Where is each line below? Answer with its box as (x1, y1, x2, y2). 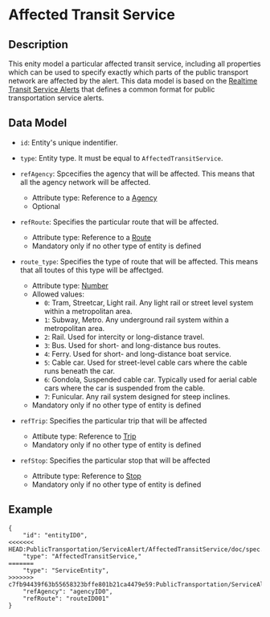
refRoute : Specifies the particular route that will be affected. (19, 217, 219, 227)
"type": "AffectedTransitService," (22, 552, 142, 560)
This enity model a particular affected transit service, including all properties (8, 59, 261, 68)
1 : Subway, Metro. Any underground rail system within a (43, 315, 229, 325)
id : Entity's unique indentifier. (19, 137, 118, 147)
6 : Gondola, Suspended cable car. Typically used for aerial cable (43, 374, 257, 384)
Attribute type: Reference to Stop (31, 471, 142, 480)
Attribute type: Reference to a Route (31, 232, 151, 242)
